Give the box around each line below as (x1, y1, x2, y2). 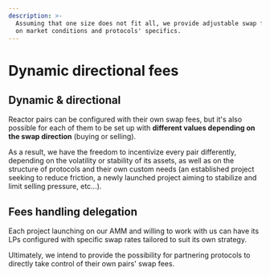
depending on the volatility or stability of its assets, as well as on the (8, 156, 235, 166)
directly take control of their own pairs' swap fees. (8, 259, 175, 269)
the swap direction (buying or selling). (8, 132, 137, 142)
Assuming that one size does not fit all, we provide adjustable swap (15, 19, 257, 27)
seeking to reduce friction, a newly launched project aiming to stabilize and (8, 173, 257, 183)
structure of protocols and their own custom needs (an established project (8, 164, 255, 174)
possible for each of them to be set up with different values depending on (8, 123, 256, 133)
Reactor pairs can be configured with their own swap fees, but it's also (8, 114, 243, 125)
